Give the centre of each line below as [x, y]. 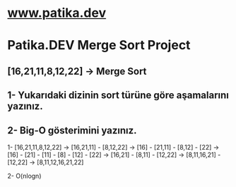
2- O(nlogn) [24, 176]
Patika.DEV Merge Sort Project [99, 46]
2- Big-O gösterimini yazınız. [72, 130]
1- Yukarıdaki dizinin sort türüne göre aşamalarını [118, 96]
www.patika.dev [57, 13]
